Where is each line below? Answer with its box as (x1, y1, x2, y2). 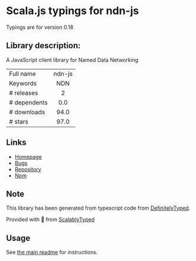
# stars (9, 117, 28, 125)
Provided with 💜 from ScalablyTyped (6, 216, 95, 223)
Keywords (9, 79, 37, 87)
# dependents (9, 98, 48, 107)
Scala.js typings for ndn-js (6, 4, 139, 18)
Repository (14, 166, 41, 173)
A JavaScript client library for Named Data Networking (6, 56, 139, 63)
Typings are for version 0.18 (6, 24, 74, 31)
